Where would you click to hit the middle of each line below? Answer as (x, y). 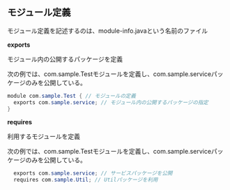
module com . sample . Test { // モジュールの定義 (71, 96)
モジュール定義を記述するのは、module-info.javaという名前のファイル (108, 31)
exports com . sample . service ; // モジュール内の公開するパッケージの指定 (111, 102)
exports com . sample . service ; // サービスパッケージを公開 (93, 173)
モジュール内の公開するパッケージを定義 (65, 59)
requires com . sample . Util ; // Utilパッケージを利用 (86, 180)
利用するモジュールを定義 (44, 137)
